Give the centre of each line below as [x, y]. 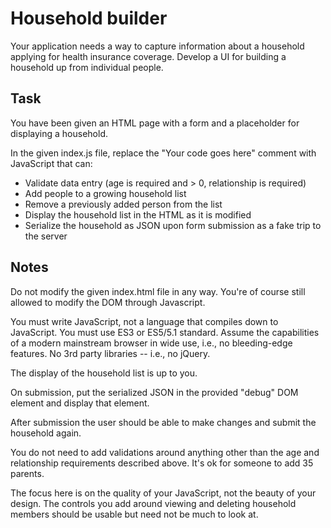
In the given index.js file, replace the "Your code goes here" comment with [163, 153]
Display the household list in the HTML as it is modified [138, 214]
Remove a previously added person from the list [123, 204]
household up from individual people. [87, 67]
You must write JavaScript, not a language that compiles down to [144, 321]
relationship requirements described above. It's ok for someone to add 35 [162, 463]
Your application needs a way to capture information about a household [157, 46]
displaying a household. [59, 133]
